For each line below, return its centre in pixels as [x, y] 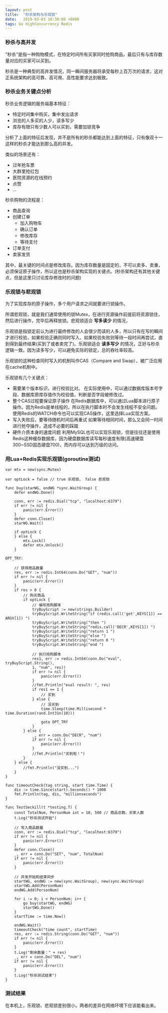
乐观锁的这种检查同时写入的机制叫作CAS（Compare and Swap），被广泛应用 [84, 361]
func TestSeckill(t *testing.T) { [41, 808]
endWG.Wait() [28, 925]
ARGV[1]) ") [17, 618]
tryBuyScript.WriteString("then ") [69, 623]
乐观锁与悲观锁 [23, 292]
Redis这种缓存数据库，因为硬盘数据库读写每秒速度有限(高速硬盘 [78, 439]
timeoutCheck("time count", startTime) [56, 930]
